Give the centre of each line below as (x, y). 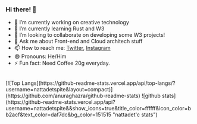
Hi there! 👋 (21, 9)
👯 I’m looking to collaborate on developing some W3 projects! (90, 35)
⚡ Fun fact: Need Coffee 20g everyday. (62, 63)
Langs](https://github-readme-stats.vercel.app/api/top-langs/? (99, 83)
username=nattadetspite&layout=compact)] (59, 90)
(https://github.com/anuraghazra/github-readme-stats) (73, 96)
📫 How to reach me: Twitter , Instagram (62, 48)
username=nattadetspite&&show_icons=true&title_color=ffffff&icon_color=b (98, 109)
